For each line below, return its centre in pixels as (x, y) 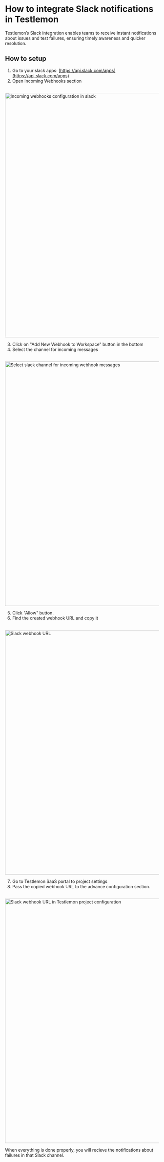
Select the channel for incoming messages (55, 349)
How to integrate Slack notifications (79, 9)
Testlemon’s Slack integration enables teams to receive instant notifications (81, 33)
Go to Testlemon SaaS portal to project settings (60, 881)
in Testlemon (32, 19)
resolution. (16, 43)
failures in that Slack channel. (35, 1155)
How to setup (26, 59)
